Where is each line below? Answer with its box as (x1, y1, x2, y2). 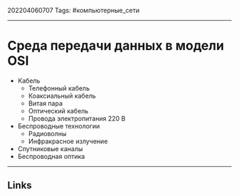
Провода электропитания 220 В (28, 114, 126, 123)
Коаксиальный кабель (28, 91, 96, 100)
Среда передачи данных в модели (7, 38, 224, 54)
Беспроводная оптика (17, 152, 85, 160)
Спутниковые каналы (17, 144, 83, 153)
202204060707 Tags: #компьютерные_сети (7, 6, 140, 14)
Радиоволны (28, 129, 67, 138)
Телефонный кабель (28, 83, 90, 92)
